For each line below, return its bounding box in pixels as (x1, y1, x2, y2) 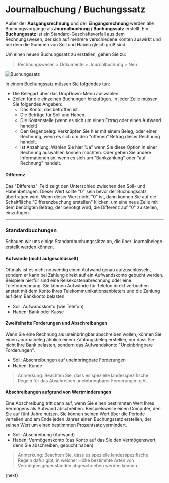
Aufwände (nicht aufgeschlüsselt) (5, 256, 79, 262)
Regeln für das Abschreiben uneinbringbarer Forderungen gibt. (17, 377, 148, 384)
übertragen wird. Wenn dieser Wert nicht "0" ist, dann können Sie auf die (5, 194, 157, 200)
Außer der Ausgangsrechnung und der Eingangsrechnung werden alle (5, 20, 154, 26)
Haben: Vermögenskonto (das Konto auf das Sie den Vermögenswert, (12, 437, 157, 443)
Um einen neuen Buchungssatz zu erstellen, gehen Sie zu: (5, 51, 127, 57)
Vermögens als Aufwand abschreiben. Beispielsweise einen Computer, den (5, 406, 161, 412)
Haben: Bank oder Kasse (12, 309, 64, 315)
